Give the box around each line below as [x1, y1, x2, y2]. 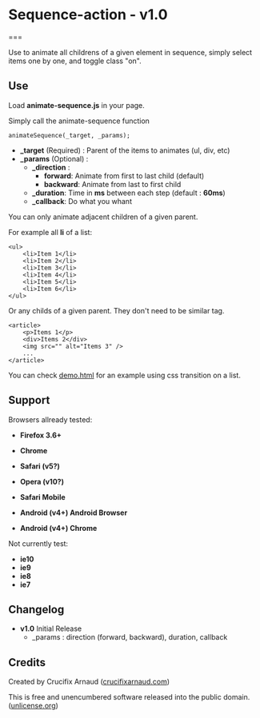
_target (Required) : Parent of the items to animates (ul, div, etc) [19, 146, 230, 155]
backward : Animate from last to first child [43, 179, 182, 189]
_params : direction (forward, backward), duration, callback [31, 632, 228, 642]
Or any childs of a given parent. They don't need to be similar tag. [8, 305, 225, 315]
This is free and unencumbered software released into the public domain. [8, 692, 250, 702]
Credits [8, 656, 46, 669]
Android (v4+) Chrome [19, 523, 98, 533]
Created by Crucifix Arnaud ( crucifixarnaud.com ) [8, 677, 170, 687]
